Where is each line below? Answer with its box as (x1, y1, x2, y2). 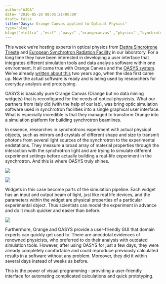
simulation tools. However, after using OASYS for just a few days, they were (5, 242, 159, 248)
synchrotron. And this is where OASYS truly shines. (5, 158, 110, 164)
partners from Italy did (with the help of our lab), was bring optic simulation (5, 101, 158, 107)
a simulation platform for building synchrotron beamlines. (5, 117, 122, 123)
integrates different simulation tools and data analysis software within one (5, 60, 156, 66)
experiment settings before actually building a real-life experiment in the (5, 153, 152, 159)
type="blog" (5, 26, 30, 31)
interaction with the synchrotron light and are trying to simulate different (5, 147, 152, 153)
